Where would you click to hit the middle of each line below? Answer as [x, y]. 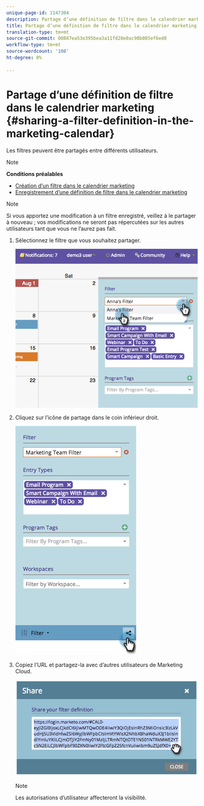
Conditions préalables [35, 174]
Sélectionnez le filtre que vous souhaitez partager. [78, 240]
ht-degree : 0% [24, 58]
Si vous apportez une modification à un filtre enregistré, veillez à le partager [101, 215]
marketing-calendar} [61, 133]
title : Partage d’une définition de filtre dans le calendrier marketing [102, 25]
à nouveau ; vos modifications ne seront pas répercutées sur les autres [95, 222]
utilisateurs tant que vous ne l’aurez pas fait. [61, 228]
